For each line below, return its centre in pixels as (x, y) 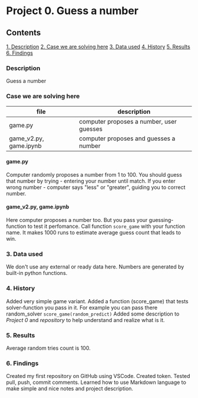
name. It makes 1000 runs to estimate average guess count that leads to (94, 233)
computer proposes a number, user (128, 121)
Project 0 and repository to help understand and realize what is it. (85, 320)
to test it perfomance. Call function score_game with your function (106, 226)
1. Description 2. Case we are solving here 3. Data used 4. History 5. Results (98, 47)
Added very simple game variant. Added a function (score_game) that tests (97, 301)
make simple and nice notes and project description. (70, 389)
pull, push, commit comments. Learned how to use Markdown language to (96, 382)
